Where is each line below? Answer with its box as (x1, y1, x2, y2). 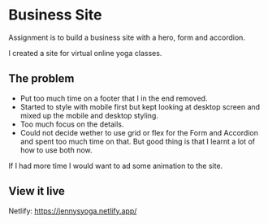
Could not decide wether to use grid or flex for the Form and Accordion (19, 127, 258, 137)
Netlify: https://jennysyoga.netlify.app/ (8, 205, 137, 216)
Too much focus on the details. (19, 119, 124, 129)
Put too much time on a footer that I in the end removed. (19, 93, 208, 103)
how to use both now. (19, 144, 93, 155)
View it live (8, 184, 65, 198)
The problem (8, 71, 75, 86)
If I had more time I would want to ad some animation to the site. (8, 161, 223, 170)
